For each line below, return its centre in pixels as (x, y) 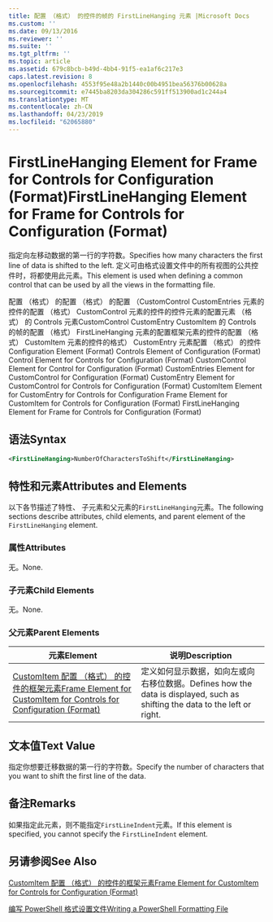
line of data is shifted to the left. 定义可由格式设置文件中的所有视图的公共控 (133, 265)
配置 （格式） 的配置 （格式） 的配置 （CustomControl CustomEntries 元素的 (136, 301)
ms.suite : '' (30, 46)
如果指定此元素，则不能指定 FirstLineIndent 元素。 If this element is (120, 824)
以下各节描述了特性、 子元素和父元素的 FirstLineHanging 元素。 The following (136, 507)
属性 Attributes (37, 548)
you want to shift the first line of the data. (77, 776)
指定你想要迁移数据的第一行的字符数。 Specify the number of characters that (136, 767)
